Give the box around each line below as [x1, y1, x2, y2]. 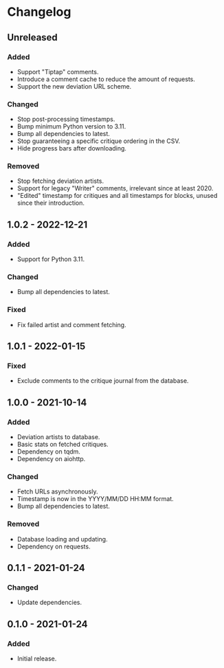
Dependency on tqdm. [16, 447, 81, 456]
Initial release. [16, 654, 57, 663]
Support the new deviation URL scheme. [16, 82, 132, 90]
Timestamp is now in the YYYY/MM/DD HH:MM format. [16, 495, 174, 503]
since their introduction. [16, 199, 85, 207]
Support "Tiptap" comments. [16, 67, 99, 76]
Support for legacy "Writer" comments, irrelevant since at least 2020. [16, 184, 214, 192]
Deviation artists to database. [16, 433, 100, 441]
